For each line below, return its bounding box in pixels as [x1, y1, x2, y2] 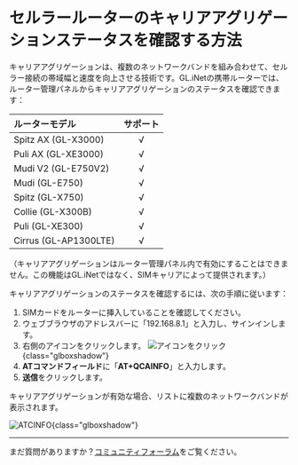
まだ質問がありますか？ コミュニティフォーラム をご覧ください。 [9, 445, 242, 457]
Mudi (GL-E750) [13, 177, 84, 189]
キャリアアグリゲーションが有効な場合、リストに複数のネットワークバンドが [9, 390, 289, 401]
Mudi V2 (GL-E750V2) [13, 162, 110, 174]
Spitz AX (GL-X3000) [13, 133, 105, 146]
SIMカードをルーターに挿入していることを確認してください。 [21, 307, 246, 318]
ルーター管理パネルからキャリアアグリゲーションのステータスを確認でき [9, 83, 273, 94]
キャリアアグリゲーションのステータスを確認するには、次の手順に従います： [9, 288, 289, 298]
